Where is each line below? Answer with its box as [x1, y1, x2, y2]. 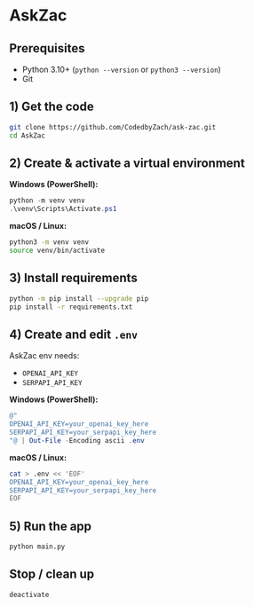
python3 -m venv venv [9, 238, 90, 247]
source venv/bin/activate [9, 246, 105, 255]
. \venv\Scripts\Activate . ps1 [9, 205, 117, 214]
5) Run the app [9, 518, 91, 533]
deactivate [9, 590, 50, 599]
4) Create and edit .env [9, 327, 139, 342]
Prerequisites [9, 41, 85, 56]
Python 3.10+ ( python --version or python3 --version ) [21, 64, 222, 75]
